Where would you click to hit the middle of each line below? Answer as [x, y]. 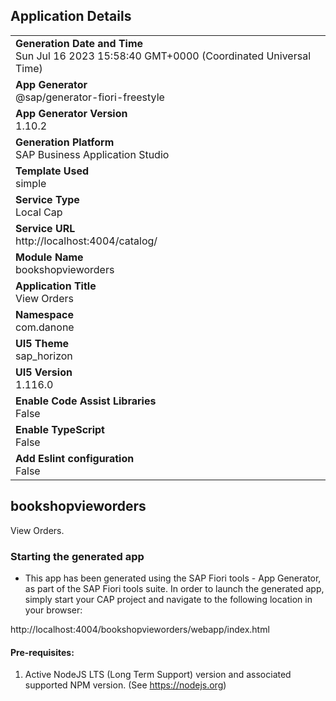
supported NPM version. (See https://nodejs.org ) [125, 685]
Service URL [45, 228]
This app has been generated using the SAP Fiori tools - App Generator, [173, 578]
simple [31, 183]
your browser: [53, 610]
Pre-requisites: [42, 652]
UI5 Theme [42, 343]
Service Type [47, 199]
